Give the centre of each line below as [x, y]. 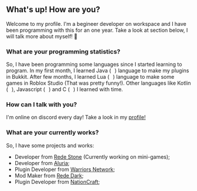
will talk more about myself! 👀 [42, 36]
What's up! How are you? [53, 10]
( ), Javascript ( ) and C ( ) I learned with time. [65, 89]
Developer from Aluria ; [42, 163]
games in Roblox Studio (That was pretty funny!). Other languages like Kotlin [98, 83]
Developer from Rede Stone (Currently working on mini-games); [92, 157]
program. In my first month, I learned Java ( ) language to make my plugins [98, 71]
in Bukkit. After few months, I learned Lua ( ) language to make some [90, 77]
